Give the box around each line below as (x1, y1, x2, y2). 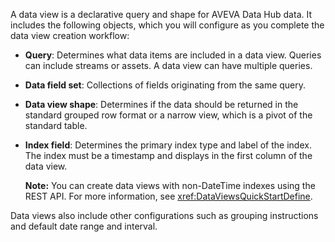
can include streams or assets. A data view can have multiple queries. (24, 60, 313, 71)
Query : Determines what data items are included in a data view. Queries (24, 49, 322, 61)
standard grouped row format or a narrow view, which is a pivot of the (24, 109, 313, 121)
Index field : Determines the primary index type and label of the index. (24, 139, 312, 151)
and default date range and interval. (10, 220, 158, 232)
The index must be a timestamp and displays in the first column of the (24, 150, 313, 161)
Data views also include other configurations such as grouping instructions (10, 210, 319, 221)
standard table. (24, 120, 88, 131)
